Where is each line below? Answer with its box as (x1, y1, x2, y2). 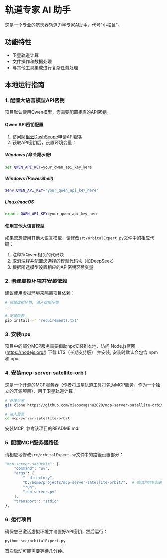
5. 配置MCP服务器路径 (5, 439, 59, 446)
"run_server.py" (23, 489, 57, 494)
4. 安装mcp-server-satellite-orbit (5, 369, 87, 376)
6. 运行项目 (5, 516, 32, 523)
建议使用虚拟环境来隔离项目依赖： (5, 290, 75, 296)
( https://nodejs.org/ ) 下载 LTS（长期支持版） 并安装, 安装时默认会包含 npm (5, 349, 158, 355)
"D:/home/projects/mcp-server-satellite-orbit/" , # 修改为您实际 (23, 480, 159, 485)
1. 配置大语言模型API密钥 (5, 97, 65, 104)
